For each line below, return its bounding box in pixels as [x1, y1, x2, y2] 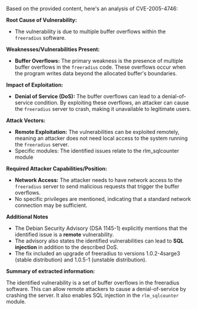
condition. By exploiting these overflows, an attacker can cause [34, 99, 189, 106]
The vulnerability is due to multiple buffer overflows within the [14, 28, 166, 35]
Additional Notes [6, 213, 49, 220]
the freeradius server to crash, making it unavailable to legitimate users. [14, 106, 191, 112]
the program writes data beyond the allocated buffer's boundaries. [14, 70, 177, 76]
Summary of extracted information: [6, 268, 95, 274]
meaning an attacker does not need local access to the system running [14, 135, 188, 142]
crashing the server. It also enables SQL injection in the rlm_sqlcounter [6, 292, 179, 299]
